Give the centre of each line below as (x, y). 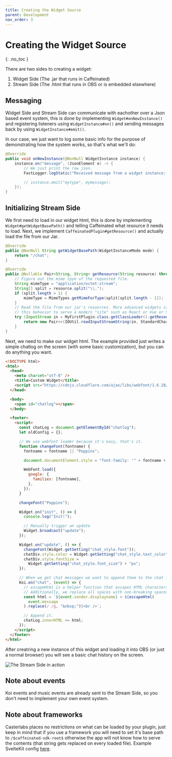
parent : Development (27, 15)
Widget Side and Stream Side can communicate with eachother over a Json (85, 113)
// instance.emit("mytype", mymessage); (67, 182)
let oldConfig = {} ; (41, 433)
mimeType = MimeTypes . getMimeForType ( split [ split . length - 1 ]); (94, 298)
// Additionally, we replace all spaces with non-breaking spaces (96, 592)
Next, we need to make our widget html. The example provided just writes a (85, 341)
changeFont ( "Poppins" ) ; (44, 503)
